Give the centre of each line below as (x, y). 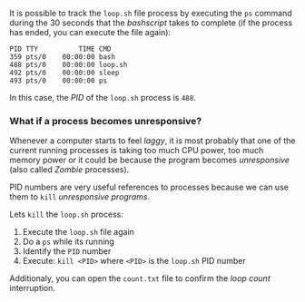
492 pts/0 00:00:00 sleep (64, 73)
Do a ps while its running (69, 242)
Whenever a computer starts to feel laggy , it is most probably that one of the (152, 141)
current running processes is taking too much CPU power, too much (137, 151)
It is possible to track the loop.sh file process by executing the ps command (151, 13)
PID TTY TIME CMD (60, 49)
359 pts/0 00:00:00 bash (63, 57)
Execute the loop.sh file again (78, 232)
